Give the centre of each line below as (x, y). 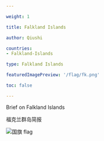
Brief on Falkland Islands (35, 107)
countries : (19, 48)
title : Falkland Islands (36, 27)
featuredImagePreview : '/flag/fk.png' (53, 75)
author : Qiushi (24, 38)
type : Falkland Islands (35, 64)
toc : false (19, 85)
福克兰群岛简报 (24, 119)
